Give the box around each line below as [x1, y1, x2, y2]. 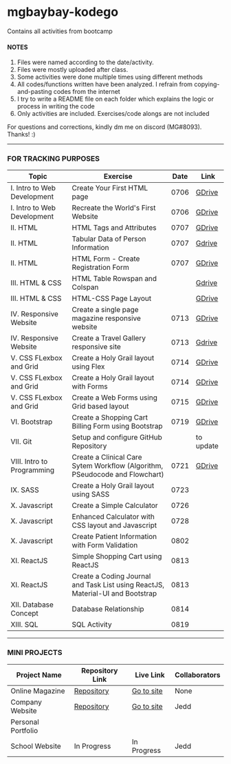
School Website [10, 741, 62, 751]
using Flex [71, 362, 105, 371]
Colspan [71, 282, 99, 292]
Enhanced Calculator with [71, 512, 155, 522]
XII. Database [10, 600, 54, 609]
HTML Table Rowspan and [71, 274, 157, 284]
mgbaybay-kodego [7, 4, 119, 20]
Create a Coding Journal [71, 571, 151, 581]
